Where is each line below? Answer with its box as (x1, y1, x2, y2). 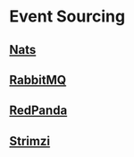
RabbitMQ (9, 72, 67, 87)
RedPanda (9, 103, 68, 118)
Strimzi (9, 133, 51, 149)
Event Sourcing (9, 6, 126, 27)
